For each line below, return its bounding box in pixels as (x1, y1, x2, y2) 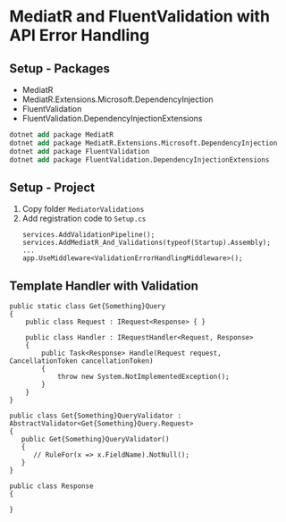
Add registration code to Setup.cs (21, 213, 147, 224)
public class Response (9, 482, 94, 491)
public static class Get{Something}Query (9, 302, 166, 311)
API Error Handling (9, 25, 150, 46)
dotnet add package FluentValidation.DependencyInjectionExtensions (9, 155, 270, 164)
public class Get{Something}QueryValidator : (9, 411, 181, 421)
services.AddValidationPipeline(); (21, 231, 156, 240)
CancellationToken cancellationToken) (9, 357, 154, 366)
